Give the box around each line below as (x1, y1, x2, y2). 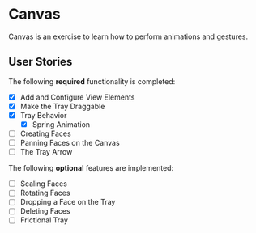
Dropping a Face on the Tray (19, 197, 116, 207)
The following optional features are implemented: (8, 163, 174, 173)
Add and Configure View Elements (19, 92, 135, 102)
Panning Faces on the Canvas (19, 138, 120, 148)
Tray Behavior (19, 110, 67, 120)
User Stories (8, 55, 73, 69)
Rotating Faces (19, 188, 70, 198)
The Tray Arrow (19, 147, 73, 157)
